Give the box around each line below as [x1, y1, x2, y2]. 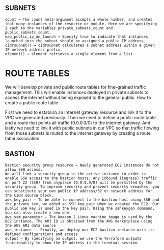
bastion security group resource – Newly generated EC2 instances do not [5, 162, 160, 168]
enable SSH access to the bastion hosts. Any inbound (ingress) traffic [5, 176, 157, 181]
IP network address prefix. [5, 47, 63, 52]
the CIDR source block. [5, 193, 54, 198]
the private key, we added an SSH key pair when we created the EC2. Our [5, 201, 160, 206]
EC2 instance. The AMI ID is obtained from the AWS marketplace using [5, 219, 153, 223]
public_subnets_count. [5, 30, 52, 35]
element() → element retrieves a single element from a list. [5, 51, 135, 56]
